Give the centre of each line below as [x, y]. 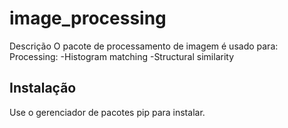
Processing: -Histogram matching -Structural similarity [122, 56]
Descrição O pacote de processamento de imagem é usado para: [144, 46]
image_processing [88, 18]
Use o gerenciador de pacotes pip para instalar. [107, 112]
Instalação [43, 88]
